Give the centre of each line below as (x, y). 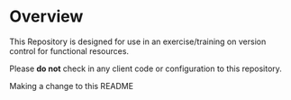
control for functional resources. (69, 50)
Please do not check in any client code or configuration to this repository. (145, 68)
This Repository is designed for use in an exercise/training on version (138, 41)
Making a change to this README (71, 86)
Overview (46, 17)
